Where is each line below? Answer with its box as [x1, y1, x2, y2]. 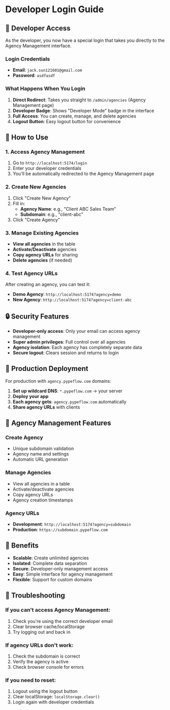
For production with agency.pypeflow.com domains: [5, 378, 111, 384]
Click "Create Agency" [12, 216, 60, 222]
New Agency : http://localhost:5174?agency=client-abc [12, 297, 132, 303]
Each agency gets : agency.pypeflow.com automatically [12, 399, 127, 405]
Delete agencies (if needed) [12, 257, 72, 263]
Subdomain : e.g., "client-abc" [20, 211, 83, 217]
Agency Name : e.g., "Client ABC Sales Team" [20, 206, 117, 212]
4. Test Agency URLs [5, 270, 58, 277]
